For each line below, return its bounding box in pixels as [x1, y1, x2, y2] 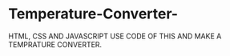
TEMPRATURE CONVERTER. [8, 39, 103, 49]
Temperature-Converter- [8, 5, 179, 23]
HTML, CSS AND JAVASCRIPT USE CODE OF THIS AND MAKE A [8, 31, 222, 41]
